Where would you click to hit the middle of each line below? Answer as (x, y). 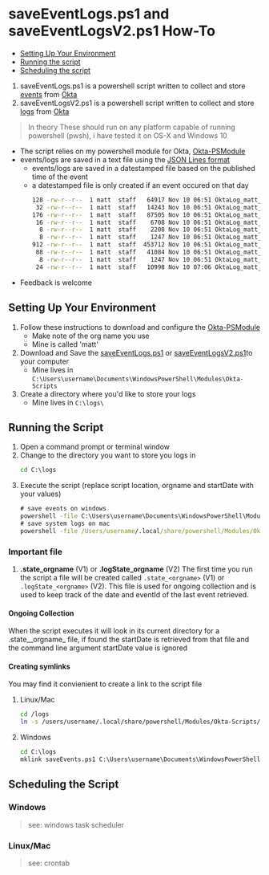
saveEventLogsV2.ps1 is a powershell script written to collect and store (137, 103)
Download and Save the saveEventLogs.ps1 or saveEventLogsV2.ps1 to (136, 352)
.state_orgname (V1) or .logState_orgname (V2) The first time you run (137, 569)
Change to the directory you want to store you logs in (108, 455)
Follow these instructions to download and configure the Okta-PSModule (140, 327)
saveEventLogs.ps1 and (89, 14)
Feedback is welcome (56, 283)
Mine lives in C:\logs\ (68, 402)
